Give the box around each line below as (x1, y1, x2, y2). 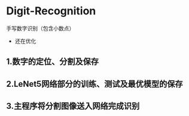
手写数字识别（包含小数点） (6, 25, 75, 32)
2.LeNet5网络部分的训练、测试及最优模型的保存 (6, 79, 183, 89)
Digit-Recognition (6, 4, 96, 18)
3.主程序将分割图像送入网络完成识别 (6, 101, 140, 111)
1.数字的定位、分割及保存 (6, 57, 99, 67)
